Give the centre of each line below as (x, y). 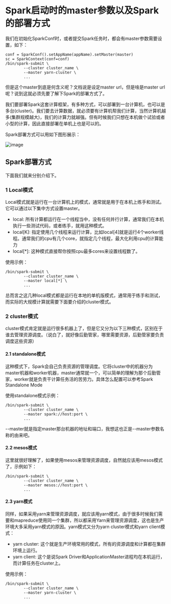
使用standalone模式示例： (33, 395)
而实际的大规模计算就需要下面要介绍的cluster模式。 (59, 302)
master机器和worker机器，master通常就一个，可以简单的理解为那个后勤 (81, 373)
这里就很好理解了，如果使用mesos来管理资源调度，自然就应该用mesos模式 (84, 460)
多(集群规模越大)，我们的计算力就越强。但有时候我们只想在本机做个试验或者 (85, 117)
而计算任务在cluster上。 (38, 563)
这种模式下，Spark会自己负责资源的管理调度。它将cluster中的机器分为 (79, 366)
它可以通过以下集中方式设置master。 (44, 208)
